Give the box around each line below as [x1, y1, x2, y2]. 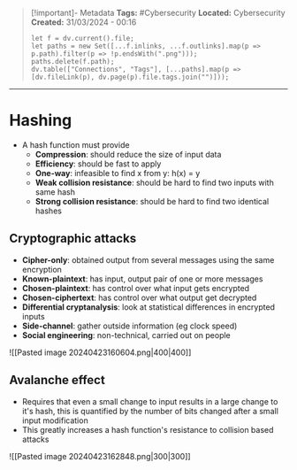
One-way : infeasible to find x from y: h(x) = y [34, 167, 201, 178]
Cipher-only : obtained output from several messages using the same [21, 254, 275, 265]
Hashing [9, 111, 72, 131]
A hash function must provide [21, 139, 130, 150]
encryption [21, 264, 62, 274]
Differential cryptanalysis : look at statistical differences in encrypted [21, 301, 276, 312]
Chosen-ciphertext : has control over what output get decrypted [21, 292, 257, 303]
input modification [21, 415, 88, 426]
